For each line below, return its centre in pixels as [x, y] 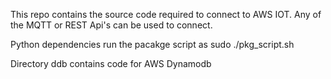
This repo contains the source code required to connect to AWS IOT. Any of [166, 14]
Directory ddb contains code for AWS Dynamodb [111, 63]
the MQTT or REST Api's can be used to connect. [111, 25]
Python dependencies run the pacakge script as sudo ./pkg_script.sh [152, 44]
